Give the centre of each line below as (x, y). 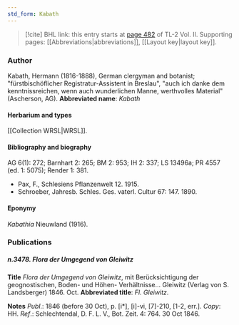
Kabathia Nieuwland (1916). (48, 224)
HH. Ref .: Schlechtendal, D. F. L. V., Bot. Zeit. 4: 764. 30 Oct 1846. (104, 314)
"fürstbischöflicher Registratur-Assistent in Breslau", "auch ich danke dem (116, 83)
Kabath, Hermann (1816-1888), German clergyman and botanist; (101, 76)
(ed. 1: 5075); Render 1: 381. (48, 170)
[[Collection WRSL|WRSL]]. (47, 131)
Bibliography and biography (49, 147)
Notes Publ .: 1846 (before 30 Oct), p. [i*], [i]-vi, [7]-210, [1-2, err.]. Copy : (114, 306)
